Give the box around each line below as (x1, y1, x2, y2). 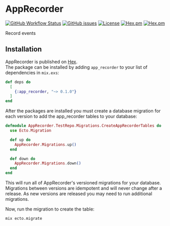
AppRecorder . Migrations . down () (14, 161, 81, 166)
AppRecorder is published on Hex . (5, 59, 78, 65)
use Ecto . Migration (10, 128, 52, 133)
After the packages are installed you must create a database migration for (5, 108, 161, 114)
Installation (5, 45, 42, 54)
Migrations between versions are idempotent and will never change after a (5, 185, 162, 191)
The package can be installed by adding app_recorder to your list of (5, 64, 147, 70)
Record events (5, 30, 36, 36)
